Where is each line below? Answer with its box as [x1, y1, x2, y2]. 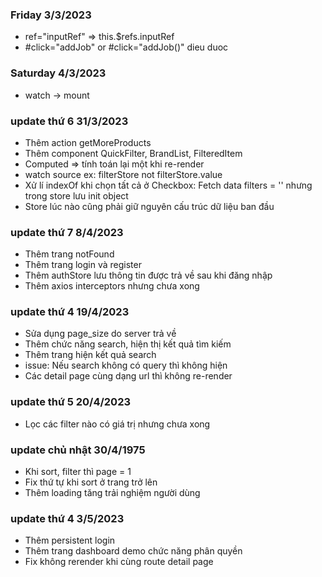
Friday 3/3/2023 [10, 8, 92, 22]
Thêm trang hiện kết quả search [24, 349, 157, 361]
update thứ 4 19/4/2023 [10, 305, 130, 319]
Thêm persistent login [24, 534, 116, 547]
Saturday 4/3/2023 [10, 66, 107, 80]
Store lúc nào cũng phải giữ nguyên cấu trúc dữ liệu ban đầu [24, 200, 275, 212]
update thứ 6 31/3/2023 [10, 114, 129, 128]
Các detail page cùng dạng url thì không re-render [24, 370, 233, 382]
